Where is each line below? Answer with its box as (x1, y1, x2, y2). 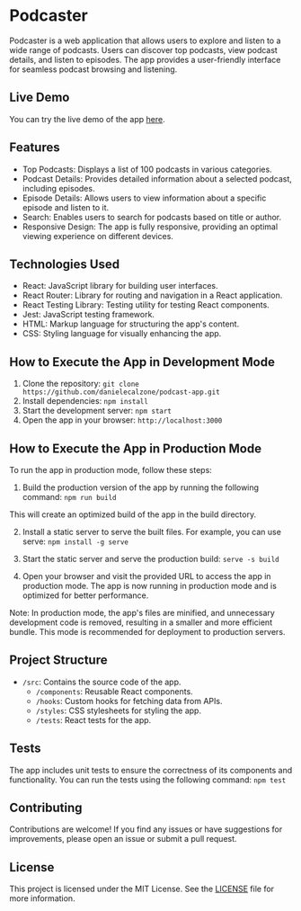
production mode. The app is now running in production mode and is (22, 581, 277, 591)
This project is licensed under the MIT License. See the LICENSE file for (9, 883, 275, 895)
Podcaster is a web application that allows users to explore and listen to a (9, 35, 281, 46)
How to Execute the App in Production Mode (9, 441, 262, 456)
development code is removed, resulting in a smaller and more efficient (9, 617, 272, 628)
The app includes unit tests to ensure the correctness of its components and (9, 764, 293, 775)
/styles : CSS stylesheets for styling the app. (35, 705, 202, 716)
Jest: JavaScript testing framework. (22, 309, 155, 320)
